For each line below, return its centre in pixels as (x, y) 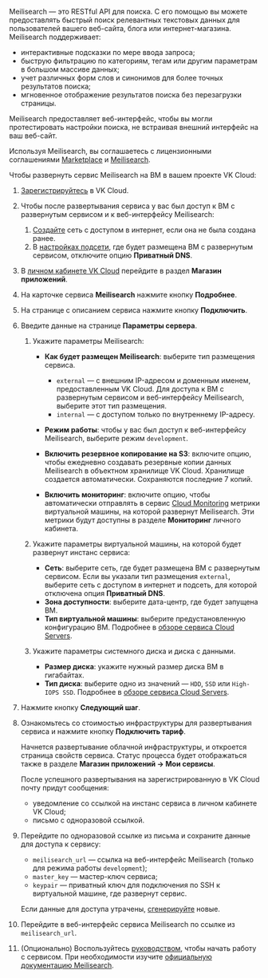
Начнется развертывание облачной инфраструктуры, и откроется (134, 747)
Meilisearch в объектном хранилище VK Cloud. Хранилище (144, 471)
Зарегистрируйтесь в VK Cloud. (75, 190)
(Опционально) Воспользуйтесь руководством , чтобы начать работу (138, 948)
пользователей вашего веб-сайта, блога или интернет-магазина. (120, 28)
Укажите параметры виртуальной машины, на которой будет (137, 544)
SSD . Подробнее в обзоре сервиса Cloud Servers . (146, 692)
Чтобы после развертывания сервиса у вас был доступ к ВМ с (128, 206)
